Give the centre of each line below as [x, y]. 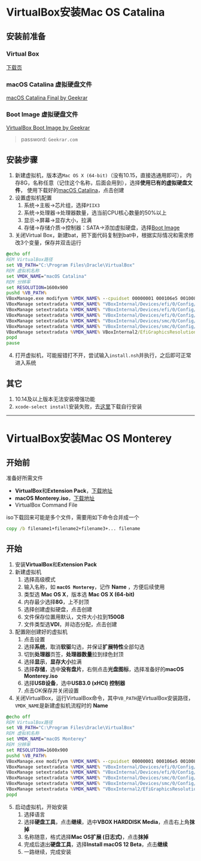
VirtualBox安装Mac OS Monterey [89, 439]
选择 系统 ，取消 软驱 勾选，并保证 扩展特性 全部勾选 [84, 647]
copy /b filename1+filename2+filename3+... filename [73, 528]
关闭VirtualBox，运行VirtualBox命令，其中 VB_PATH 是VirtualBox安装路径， [104, 698]
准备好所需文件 [25, 478]
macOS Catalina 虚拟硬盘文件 [49, 84]
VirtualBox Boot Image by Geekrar [48, 128]
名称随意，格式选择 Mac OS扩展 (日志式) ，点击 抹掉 [86, 836]
